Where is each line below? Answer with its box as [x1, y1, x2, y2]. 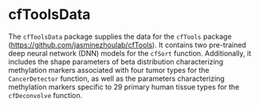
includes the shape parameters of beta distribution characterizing [8, 57, 224, 66]
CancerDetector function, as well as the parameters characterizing [8, 74, 225, 83]
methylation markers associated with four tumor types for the [8, 65, 210, 74]
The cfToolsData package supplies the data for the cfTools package [8, 32, 233, 41]
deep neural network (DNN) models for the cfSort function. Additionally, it [8, 48, 252, 58]
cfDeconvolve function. [8, 90, 83, 100]
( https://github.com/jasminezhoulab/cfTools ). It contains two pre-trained [8, 40, 247, 49]
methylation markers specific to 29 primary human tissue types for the [8, 81, 240, 92]
